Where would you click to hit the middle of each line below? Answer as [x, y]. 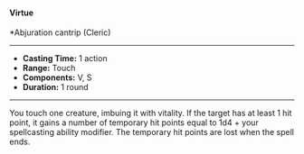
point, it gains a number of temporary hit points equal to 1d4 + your [134, 122]
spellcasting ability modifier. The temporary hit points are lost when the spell [152, 132]
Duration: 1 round [55, 87]
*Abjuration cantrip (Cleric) [60, 32]
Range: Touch [49, 68]
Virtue [22, 13]
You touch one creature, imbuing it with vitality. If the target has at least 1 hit [151, 113]
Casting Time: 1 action [65, 59]
